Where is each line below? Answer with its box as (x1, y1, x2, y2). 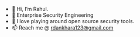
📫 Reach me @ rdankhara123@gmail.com (11, 24, 114, 31)
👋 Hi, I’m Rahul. (11, 6, 49, 12)
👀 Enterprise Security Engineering (11, 12, 94, 18)
